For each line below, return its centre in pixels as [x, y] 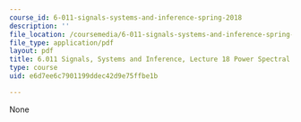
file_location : [38, 34]
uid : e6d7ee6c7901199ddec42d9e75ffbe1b [84, 76]
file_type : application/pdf [62, 43]
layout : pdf [31, 51]
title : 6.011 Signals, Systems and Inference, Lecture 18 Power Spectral [150, 59]
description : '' [39, 26]
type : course [34, 68]
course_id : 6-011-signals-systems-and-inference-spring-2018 [126, 17]
